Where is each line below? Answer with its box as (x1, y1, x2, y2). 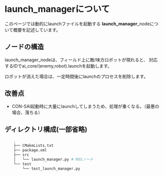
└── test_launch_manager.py (22, 166, 80, 171)
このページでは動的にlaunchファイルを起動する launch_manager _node (4, 21, 150, 27)
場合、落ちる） (11, 109, 43, 115)
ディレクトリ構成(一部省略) (4, 125, 88, 134)
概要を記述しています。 (13, 27, 60, 33)
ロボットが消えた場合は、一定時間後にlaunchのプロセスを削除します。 (4, 73, 148, 79)
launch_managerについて (4, 3, 110, 15)
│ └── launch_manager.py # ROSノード (13, 157, 94, 162)
